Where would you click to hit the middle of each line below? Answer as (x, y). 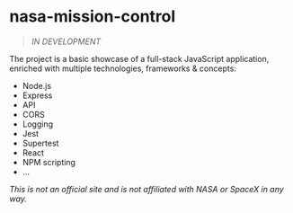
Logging (38, 124)
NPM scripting (49, 162)
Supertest (40, 143)
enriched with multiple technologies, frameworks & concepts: (123, 68)
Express (37, 95)
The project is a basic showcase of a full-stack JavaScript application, (139, 58)
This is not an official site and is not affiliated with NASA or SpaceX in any (147, 189)
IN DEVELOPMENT (66, 41)
